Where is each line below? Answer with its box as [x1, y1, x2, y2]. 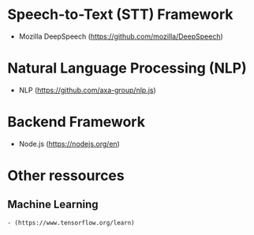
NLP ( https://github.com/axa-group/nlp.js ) [18, 85, 157, 95]
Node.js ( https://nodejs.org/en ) [18, 139, 120, 148]
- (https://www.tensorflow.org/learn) [7, 218, 135, 226]
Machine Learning [7, 198, 99, 211]
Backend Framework [7, 113, 145, 131]
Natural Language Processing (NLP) [7, 59, 247, 77]
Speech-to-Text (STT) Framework [7, 6, 233, 24]
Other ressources [7, 167, 125, 185]
